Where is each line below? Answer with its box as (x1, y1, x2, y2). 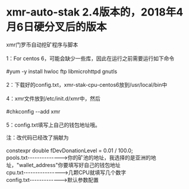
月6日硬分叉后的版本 (6, 20, 107, 34)
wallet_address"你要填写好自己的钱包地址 (18, 161, 121, 168)
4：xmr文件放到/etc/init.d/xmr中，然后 (6, 94, 101, 102)
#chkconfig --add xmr (6, 108, 61, 115)
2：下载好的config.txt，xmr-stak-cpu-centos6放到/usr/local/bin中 (6, 81, 168, 88)
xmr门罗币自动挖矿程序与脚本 (6, 41, 78, 48)
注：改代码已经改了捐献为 (6, 134, 69, 141)
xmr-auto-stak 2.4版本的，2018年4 (6, 5, 184, 19)
